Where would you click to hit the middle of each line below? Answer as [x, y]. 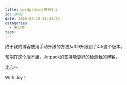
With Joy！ [16, 77]
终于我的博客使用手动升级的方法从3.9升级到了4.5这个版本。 [65, 46]
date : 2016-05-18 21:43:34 [32, 18]
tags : [11, 32]
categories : [17, 23]
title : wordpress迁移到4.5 [31, 9]
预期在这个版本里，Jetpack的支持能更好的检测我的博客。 [62, 57]
